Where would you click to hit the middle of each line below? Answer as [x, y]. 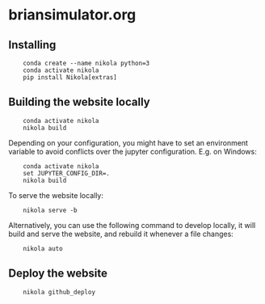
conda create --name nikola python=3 [86, 63]
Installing [32, 45]
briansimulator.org [72, 15]
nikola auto [43, 248]
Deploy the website [58, 274]
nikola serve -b [50, 210]
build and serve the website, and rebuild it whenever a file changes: [121, 234]
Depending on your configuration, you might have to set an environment [128, 142]
